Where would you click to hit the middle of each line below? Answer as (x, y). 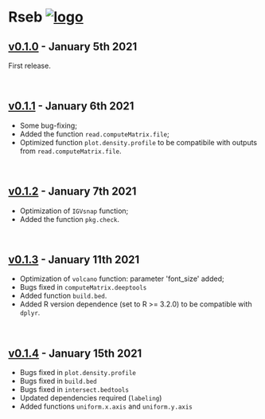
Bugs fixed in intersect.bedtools (74, 389)
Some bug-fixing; (49, 125)
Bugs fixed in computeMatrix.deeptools (83, 287)
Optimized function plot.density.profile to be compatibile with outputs (138, 142)
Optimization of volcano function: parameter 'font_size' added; (122, 279)
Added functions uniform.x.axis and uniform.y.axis (106, 406)
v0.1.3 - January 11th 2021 (74, 260)
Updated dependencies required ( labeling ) (91, 398)
